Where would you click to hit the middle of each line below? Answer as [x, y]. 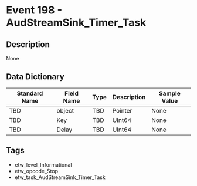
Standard [30, 93]
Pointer [122, 110]
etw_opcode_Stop [36, 171]
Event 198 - [34, 10]
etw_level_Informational [43, 164]
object [65, 110]
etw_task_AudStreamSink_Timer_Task [60, 177]
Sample [170, 93]
